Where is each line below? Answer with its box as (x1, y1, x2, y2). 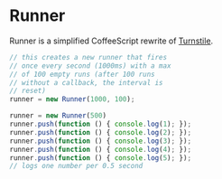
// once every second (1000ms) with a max (9, 61, 171, 71)
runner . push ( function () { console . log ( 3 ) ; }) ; (9, 137, 192, 146)
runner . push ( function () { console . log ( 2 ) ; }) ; (9, 127, 192, 137)
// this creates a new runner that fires (9, 52, 168, 61)
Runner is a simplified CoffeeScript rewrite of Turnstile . (9, 35, 214, 46)
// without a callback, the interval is (9, 78, 164, 87)
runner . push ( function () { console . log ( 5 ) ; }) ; (9, 153, 192, 163)
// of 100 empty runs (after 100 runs (9, 70, 155, 79)
